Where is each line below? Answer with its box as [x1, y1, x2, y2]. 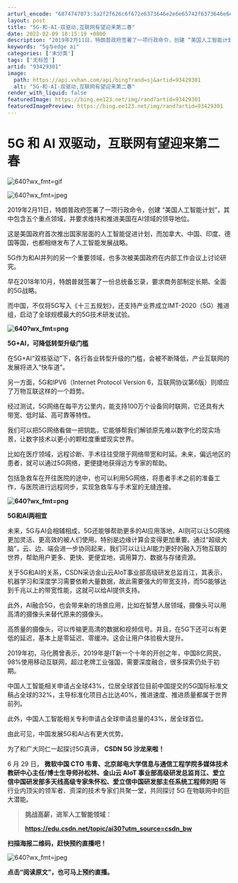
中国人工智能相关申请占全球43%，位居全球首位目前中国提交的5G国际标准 [7, 682, 222, 690]
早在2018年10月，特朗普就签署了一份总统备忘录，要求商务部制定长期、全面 [7, 277, 227, 286]
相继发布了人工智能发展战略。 [44, 238, 132, 247]
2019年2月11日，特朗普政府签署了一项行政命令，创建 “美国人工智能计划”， [7, 205, 224, 213]
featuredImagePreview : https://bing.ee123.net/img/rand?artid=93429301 [7, 103, 223, 110]
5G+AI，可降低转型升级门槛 [7, 338, 89, 348]
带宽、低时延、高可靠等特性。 [7, 411, 94, 419]
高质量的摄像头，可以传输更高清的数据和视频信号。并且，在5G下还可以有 [7, 625, 221, 633]
